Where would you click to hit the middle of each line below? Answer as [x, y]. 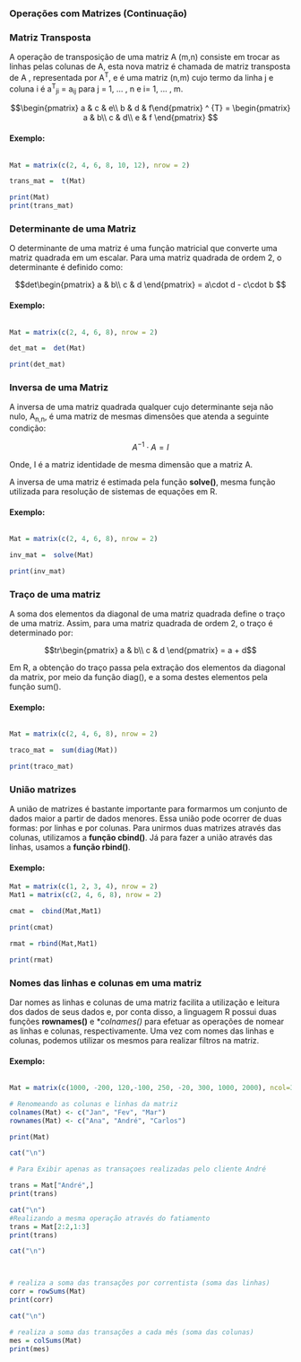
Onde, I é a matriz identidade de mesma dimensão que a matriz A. [131, 464]
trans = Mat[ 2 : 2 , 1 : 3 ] [50, 1227]
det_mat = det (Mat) [48, 348]
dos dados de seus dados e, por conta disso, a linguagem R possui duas [143, 1011]
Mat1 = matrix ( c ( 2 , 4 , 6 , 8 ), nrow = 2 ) [86, 895]
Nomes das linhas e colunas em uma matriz [106, 982]
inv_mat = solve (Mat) [52, 554]
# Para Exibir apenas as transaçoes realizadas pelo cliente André [138, 1169]
